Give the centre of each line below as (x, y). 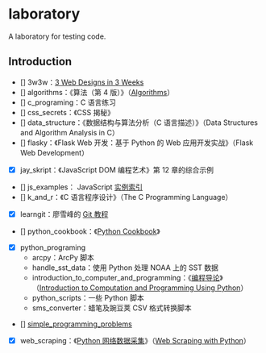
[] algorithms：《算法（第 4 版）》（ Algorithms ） (97, 92)
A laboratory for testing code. (57, 36)
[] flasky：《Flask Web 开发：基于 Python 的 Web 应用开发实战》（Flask (137, 143)
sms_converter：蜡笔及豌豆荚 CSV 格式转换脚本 (112, 308)
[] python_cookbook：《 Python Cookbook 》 (90, 231)
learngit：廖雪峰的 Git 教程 (64, 214)
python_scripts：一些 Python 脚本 (88, 297)
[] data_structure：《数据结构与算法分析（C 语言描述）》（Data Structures (139, 123)
